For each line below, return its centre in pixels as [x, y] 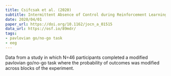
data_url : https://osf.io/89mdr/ [41, 29]
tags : [11, 33]
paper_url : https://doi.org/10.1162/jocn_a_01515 [59, 24]
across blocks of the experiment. [40, 68]
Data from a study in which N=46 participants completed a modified [77, 57]
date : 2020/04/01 [24, 19]
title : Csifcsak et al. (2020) [38, 10]
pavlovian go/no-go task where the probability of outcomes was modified [82, 63]
